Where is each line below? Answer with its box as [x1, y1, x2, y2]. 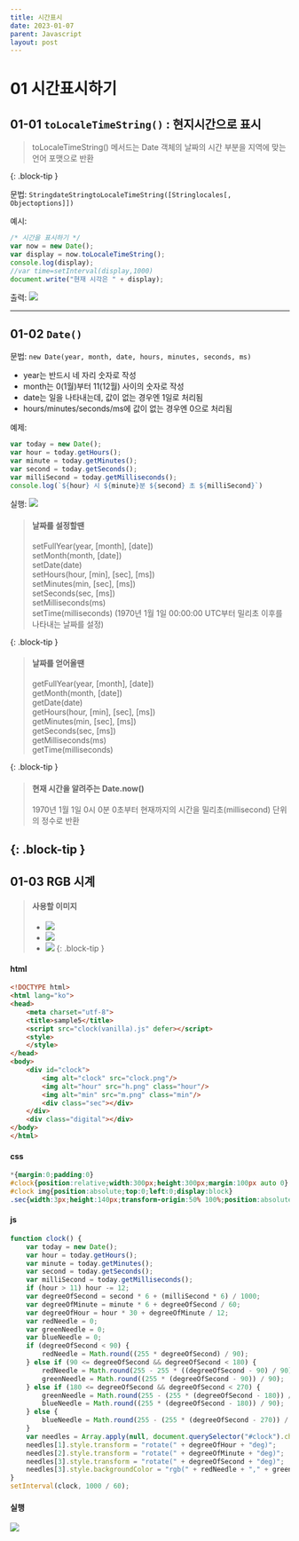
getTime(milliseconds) [31, 744, 114, 755]
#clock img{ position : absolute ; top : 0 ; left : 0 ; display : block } [10, 1187, 233, 1196]
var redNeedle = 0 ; [26, 1316, 98, 1325]
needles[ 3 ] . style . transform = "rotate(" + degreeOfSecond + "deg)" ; [26, 1457, 285, 1466]
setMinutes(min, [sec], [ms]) [31, 578, 137, 589]
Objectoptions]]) [10, 199, 75, 209]
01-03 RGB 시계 [10, 873, 96, 889]
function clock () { [10, 1234, 83, 1243]
